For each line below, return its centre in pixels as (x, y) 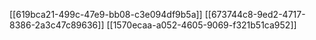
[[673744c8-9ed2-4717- (255, 14)
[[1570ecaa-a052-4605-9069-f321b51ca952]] (201, 25)
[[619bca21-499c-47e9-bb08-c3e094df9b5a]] (106, 14)
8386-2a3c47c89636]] (57, 25)
